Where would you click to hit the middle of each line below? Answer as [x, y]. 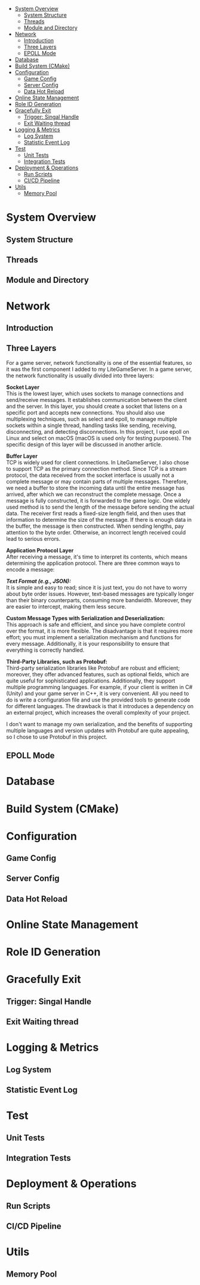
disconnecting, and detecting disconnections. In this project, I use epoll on [98, 431]
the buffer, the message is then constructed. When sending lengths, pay [95, 526]
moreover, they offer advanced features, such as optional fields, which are [98, 674]
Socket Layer [23, 387]
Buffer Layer [22, 456]
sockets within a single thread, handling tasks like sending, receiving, [91, 425]
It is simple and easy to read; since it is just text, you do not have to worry [97, 587]
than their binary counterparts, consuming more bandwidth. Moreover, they [99, 600]
